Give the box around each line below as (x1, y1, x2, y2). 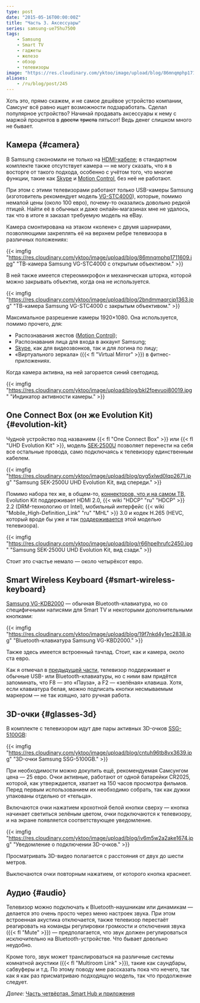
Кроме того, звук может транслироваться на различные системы (6, 953, 174, 961)
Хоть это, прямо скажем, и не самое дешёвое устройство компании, (6, 97, 183, 104)
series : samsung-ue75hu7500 (6, 25, 76, 32)
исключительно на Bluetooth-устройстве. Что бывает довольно (6, 935, 168, 943)
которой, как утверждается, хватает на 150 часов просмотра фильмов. (6, 780, 188, 787)
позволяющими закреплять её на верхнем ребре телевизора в (6, 229, 167, 236)
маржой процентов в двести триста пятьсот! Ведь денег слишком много (6, 116, 192, 123)
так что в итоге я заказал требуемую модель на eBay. (6, 211, 143, 218)
